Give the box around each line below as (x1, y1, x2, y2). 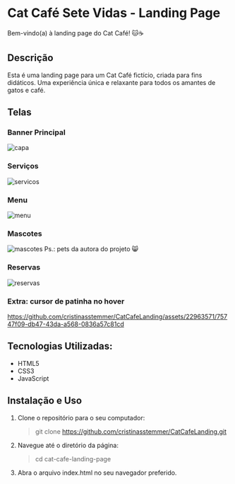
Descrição (7, 52, 54, 64)
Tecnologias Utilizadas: (7, 340, 113, 352)
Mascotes (7, 229, 42, 238)
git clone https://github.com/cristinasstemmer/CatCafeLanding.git (35, 427, 227, 436)
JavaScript (17, 374, 49, 383)
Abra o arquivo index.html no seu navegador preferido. (17, 468, 177, 477)
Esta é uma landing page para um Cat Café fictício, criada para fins (7, 71, 203, 79)
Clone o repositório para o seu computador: (17, 413, 145, 422)
